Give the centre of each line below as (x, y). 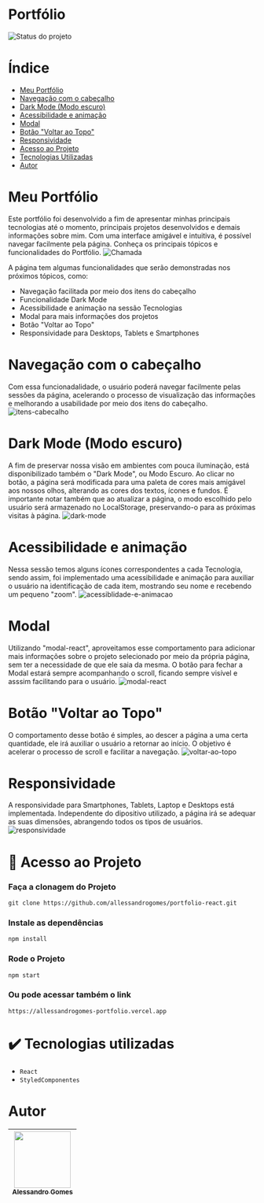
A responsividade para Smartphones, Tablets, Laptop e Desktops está (121, 805)
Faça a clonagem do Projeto (62, 887)
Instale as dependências (56, 923)
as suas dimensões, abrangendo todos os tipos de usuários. (105, 822)
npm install (27, 939)
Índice (29, 68)
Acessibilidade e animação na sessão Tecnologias (101, 308)
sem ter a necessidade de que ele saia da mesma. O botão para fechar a (126, 664)
